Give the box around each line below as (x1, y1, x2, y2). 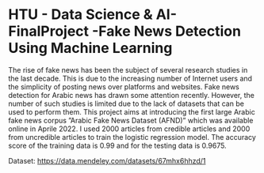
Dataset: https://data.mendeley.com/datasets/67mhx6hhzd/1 (8, 156, 206, 165)
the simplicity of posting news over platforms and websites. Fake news (8, 81, 240, 92)
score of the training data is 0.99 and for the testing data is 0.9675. (8, 141, 228, 150)
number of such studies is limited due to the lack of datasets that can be (8, 99, 244, 108)
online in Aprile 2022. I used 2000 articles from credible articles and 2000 (8, 124, 251, 134)
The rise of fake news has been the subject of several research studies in (8, 65, 248, 74)
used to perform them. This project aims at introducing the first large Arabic (8, 107, 255, 116)
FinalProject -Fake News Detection (8, 22, 242, 40)
